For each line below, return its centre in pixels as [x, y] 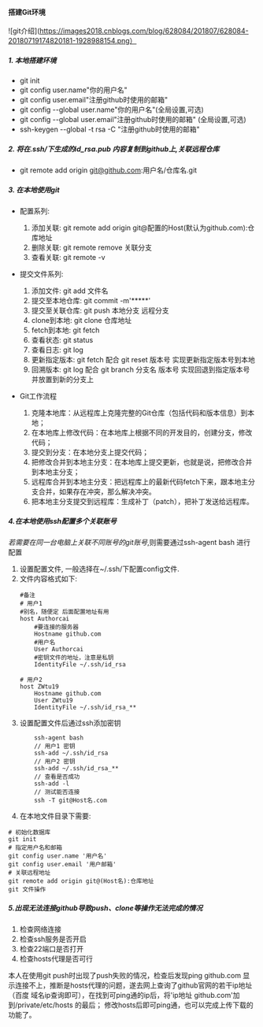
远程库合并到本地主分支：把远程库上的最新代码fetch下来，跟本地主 [140, 482]
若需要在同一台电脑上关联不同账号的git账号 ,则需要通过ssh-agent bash [121, 543]
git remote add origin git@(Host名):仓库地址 [81, 881]
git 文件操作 [27, 890]
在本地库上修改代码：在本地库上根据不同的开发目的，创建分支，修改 [142, 432]
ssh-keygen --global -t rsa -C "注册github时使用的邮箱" [109, 129]
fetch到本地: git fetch [65, 330]
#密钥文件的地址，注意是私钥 [74, 658]
